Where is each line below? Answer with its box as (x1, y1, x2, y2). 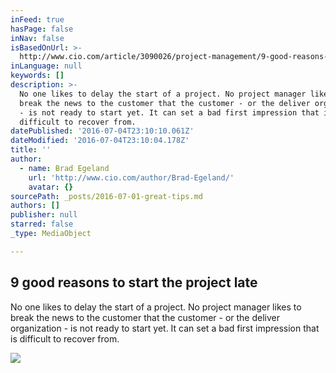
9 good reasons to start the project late (10, 274, 258, 291)
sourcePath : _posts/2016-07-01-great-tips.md (10, 191, 203, 201)
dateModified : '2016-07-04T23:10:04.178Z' (10, 136, 190, 146)
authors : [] (10, 201, 60, 211)
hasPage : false (10, 24, 74, 34)
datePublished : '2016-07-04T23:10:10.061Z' (10, 126, 195, 136)
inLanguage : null (10, 61, 83, 71)
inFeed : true (10, 14, 65, 25)
